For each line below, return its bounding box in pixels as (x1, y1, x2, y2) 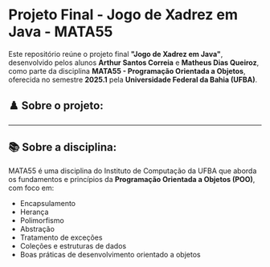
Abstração (19, 224, 55, 233)
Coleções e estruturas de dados (19, 241, 127, 250)
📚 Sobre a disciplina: (8, 140, 117, 154)
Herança (19, 207, 49, 216)
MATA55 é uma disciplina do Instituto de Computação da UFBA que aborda (8, 166, 257, 176)
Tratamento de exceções (19, 233, 103, 242)
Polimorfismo (19, 215, 64, 225)
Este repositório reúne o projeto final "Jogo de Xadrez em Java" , (8, 49, 223, 59)
